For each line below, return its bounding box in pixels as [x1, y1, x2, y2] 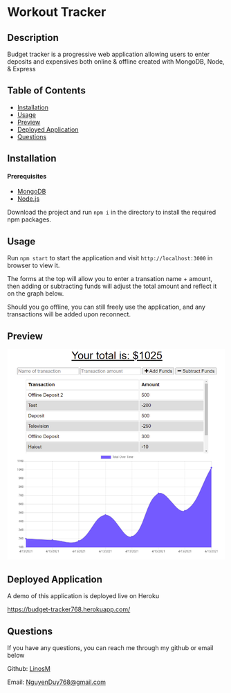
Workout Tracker [7, 4, 107, 20]
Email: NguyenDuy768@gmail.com [7, 678, 106, 686]
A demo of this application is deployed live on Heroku [7, 592, 160, 600]
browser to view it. [7, 261, 60, 270]
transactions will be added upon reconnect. [7, 310, 131, 318]
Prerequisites [7, 172, 47, 180]
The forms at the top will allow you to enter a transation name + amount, [7, 275, 213, 283]
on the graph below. [7, 289, 64, 298]
